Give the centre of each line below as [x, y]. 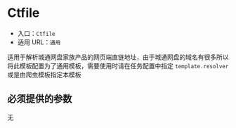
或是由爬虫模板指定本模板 [44, 75]
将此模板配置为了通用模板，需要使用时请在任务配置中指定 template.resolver [118, 65]
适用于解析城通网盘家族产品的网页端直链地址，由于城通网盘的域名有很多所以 [118, 57]
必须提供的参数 [40, 99]
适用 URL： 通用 [39, 42]
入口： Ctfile [36, 33]
